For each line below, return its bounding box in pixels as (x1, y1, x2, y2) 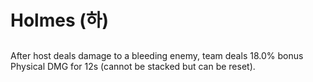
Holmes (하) (10, 9, 110, 32)
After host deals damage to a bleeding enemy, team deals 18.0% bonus (10, 49, 304, 61)
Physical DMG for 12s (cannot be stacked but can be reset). (10, 60, 256, 72)
